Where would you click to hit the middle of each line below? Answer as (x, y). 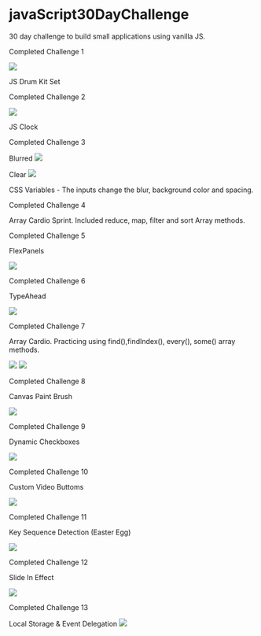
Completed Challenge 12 (49, 562)
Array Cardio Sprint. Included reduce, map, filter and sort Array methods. (127, 220)
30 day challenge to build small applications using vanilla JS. (107, 36)
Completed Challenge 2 (47, 97)
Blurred (21, 158)
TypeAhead (28, 296)
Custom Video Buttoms (46, 486)
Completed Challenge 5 (47, 235)
